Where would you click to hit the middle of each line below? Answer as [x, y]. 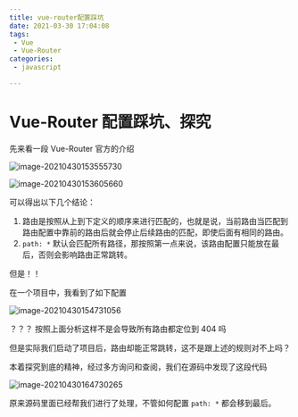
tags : [19, 34]
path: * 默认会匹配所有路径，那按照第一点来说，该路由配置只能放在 [147, 243]
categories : [31, 59]
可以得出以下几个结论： [52, 202]
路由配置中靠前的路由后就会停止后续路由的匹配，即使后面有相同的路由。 [155, 232]
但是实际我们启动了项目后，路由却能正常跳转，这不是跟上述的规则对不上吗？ [150, 347]
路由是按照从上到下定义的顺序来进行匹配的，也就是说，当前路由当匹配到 [155, 221]
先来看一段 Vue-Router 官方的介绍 [72, 148]
